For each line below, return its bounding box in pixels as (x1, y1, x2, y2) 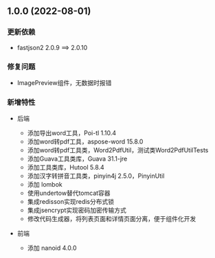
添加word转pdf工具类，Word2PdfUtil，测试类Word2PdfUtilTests (27, 146, 209, 154)
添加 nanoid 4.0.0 (27, 244, 77, 253)
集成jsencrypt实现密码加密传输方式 (27, 206, 127, 215)
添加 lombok (27, 180, 63, 189)
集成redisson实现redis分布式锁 (27, 198, 115, 206)
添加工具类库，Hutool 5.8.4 (27, 163, 104, 172)
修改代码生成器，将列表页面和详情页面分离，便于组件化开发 (27, 215, 196, 223)
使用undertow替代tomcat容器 (27, 189, 111, 198)
